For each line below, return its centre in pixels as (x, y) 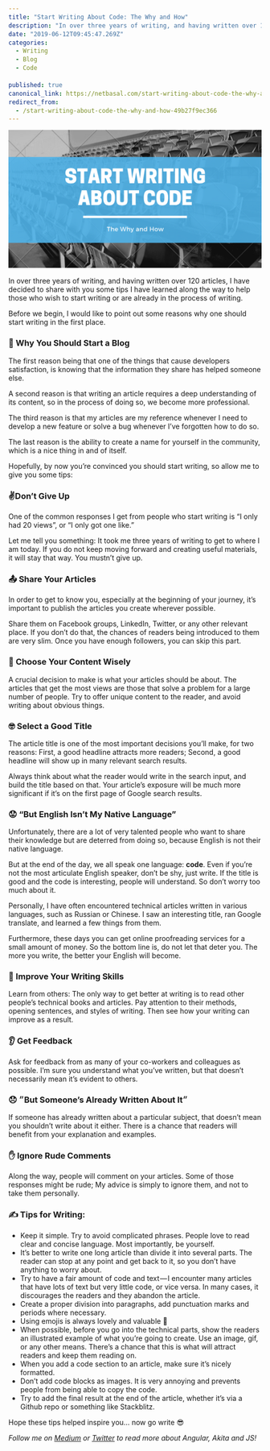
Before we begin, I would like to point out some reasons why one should (127, 313)
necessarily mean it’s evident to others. (73, 1079)
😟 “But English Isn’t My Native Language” (92, 814)
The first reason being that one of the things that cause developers (119, 361)
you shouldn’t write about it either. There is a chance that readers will (123, 1126)
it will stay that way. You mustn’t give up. (76, 558)
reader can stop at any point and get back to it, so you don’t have (128, 1261)
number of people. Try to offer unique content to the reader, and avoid (125, 696)
